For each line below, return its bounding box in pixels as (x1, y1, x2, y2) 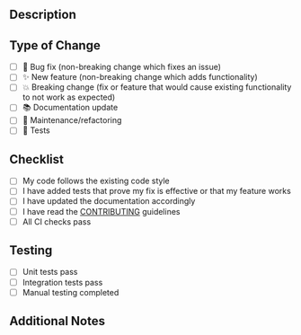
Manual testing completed (22, 287, 120, 297)
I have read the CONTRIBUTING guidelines (22, 206, 181, 216)
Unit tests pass (22, 267, 78, 278)
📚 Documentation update (22, 102, 119, 113)
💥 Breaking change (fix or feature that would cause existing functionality (22, 82, 292, 93)
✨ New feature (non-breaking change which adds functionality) (22, 72, 258, 83)
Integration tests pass (22, 277, 103, 287)
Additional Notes (9, 313, 106, 329)
